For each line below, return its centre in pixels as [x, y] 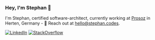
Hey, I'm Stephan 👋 [28, 8]
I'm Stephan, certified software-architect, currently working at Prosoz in [78, 18]
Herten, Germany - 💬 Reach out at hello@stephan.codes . [63, 23]
